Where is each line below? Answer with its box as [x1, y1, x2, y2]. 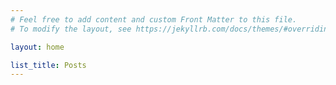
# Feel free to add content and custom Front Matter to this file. [10, 14, 298, 25]
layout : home [10, 42, 65, 52]
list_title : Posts [10, 60, 87, 70]
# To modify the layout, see [10, 24, 132, 34]
